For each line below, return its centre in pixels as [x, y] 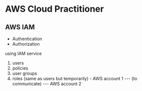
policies [20, 68]
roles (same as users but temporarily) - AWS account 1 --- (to [75, 79]
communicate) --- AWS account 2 [47, 84]
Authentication [27, 39]
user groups [25, 73]
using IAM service [23, 53]
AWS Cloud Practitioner [55, 9]
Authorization [26, 44]
